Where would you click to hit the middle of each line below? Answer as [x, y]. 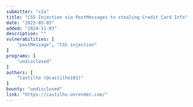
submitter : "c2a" [28, 12]
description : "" [26, 34]
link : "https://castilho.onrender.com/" [57, 95]
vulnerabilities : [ [30, 39]
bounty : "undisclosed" [34, 89]
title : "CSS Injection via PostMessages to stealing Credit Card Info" [97, 17]
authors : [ [20, 73]
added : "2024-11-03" [32, 28]
